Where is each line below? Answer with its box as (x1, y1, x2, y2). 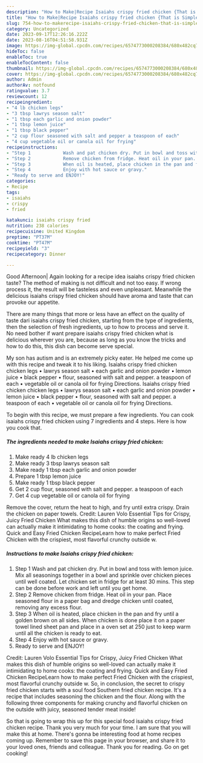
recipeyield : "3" (6, 245, 50, 252)
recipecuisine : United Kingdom (6, 229, 85, 235)
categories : (6, 178, 36, 184)
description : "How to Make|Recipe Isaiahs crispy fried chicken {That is (6, 8, 196, 15)
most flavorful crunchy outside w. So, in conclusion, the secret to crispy (6, 680, 185, 687)
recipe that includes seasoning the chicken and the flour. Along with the (6, 693, 185, 701)
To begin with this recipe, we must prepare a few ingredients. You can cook (6, 411, 195, 418)
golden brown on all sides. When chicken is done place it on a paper (14, 617, 185, 624)
